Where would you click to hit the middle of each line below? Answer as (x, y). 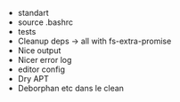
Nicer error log (45, 60)
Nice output (39, 51)
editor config (41, 69)
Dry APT (33, 78)
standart (33, 13)
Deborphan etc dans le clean (71, 88)
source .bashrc (45, 22)
